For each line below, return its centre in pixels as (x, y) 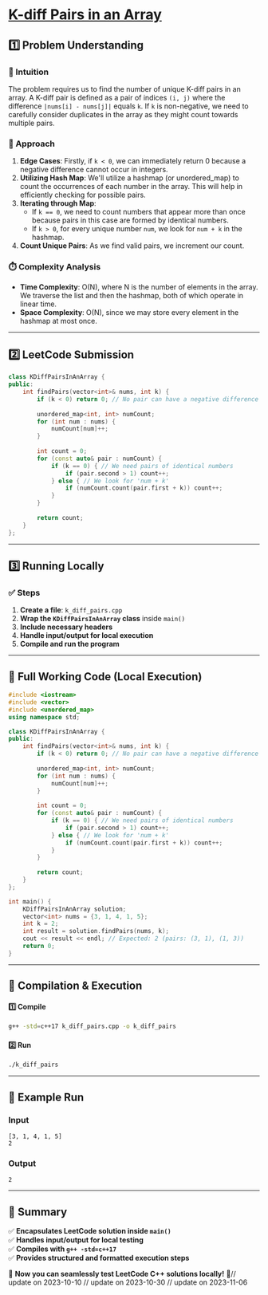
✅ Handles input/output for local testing (76, 1240)
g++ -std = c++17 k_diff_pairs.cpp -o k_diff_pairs (93, 1026)
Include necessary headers (66, 627)
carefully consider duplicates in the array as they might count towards (123, 114)
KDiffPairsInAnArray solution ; (75, 909)
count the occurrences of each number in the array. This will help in (131, 187)
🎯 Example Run (46, 1097)
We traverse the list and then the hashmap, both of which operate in (132, 296)
